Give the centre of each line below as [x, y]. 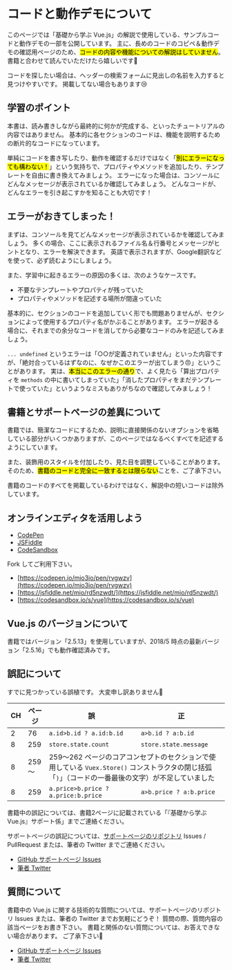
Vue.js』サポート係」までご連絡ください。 [67, 821]
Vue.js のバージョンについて [68, 623]
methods [32, 380]
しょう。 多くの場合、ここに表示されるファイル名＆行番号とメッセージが [110, 243]
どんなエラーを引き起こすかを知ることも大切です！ [80, 192]
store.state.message [174, 744]
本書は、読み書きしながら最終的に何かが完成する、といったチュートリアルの [116, 126]
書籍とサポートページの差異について [84, 412]
